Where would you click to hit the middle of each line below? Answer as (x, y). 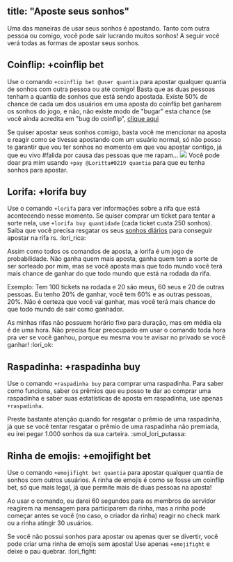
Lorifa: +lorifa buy (47, 192)
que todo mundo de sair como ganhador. (66, 310)
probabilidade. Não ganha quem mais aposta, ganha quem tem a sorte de (112, 259)
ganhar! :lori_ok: (30, 345)
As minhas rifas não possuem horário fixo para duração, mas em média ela (114, 323)
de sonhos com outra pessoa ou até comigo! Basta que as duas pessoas (111, 89)
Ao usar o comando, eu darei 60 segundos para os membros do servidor (112, 501)
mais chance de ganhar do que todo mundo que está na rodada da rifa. (109, 273)
